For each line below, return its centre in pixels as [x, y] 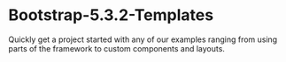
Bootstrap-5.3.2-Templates [111, 15]
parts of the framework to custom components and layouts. [116, 48]
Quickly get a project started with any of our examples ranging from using [143, 39]
